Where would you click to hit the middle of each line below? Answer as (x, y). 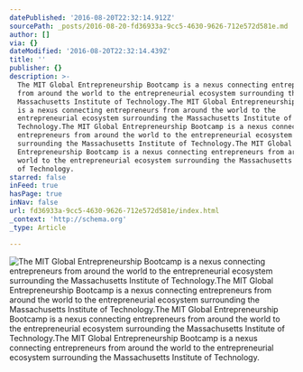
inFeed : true (34, 186)
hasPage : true (36, 194)
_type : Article (38, 228)
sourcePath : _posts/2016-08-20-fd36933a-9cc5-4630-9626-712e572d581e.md (149, 26)
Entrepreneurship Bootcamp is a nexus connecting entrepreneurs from (151, 152)
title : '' (28, 60)
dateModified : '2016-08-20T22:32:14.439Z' (90, 51)
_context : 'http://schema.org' (68, 219)
